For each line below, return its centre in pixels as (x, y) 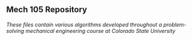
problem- (175, 24)
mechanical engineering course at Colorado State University (100, 31)
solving (15, 31)
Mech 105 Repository (47, 10)
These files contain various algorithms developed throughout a (84, 24)
